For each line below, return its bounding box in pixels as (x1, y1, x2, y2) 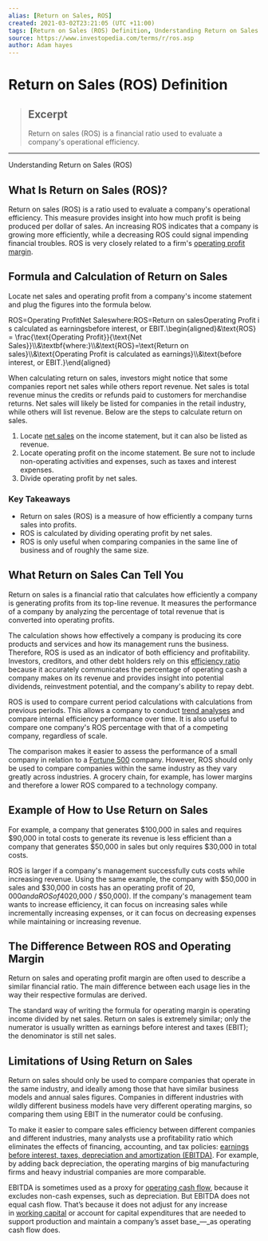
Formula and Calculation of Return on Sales (8, 270, 228, 283)
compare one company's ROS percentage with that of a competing (8, 722, 229, 732)
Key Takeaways (8, 493, 71, 504)
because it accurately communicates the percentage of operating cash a (8, 664, 247, 674)
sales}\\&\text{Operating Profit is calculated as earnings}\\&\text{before (8, 349, 242, 359)
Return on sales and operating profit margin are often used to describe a (8, 973, 246, 983)
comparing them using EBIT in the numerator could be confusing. (8, 1109, 223, 1119)
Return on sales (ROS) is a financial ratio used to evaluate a (27, 129, 223, 138)
